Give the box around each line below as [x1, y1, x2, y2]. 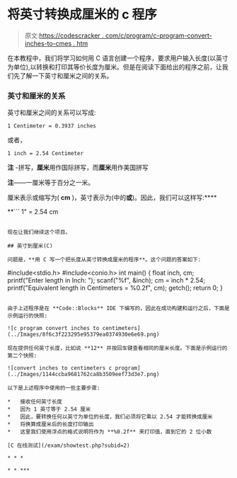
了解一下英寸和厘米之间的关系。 [19, 72, 113, 80]
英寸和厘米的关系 [7, 91, 66, 101]
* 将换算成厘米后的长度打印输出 [7, 421, 94, 428]
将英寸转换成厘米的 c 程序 [7, 6, 157, 23]
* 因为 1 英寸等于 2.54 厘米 [7, 406, 91, 413]
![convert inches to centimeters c [7, 365, 112, 372]
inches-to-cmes [24, 39, 72, 47]
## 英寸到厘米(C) [7, 242, 53, 250]
